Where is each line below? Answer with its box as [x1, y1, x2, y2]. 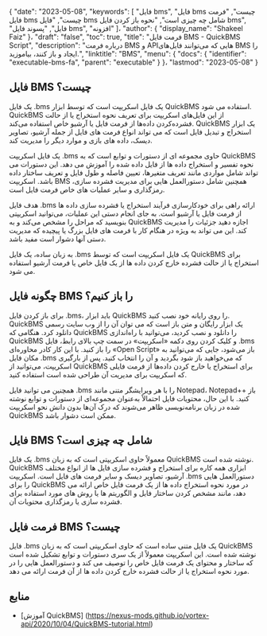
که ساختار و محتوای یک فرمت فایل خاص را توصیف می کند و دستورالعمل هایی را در [9, 558, 253, 568]
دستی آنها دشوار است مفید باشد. [9, 234, 106, 244]
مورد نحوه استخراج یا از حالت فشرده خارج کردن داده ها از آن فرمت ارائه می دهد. [9, 567, 250, 576]
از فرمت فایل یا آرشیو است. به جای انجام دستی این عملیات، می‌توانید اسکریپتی [9, 209, 242, 218]
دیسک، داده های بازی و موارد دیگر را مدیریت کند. [9, 135, 153, 145]
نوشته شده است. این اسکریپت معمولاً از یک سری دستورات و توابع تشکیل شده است [9, 549, 257, 560]
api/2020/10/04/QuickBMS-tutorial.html [20, 619, 151, 629]
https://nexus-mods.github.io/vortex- [87, 611, 210, 620]
